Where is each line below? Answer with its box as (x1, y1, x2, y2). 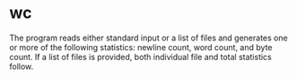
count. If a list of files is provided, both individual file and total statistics (9, 51, 272, 62)
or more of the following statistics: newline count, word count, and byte (9, 41, 273, 52)
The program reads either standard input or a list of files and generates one (9, 32, 289, 43)
